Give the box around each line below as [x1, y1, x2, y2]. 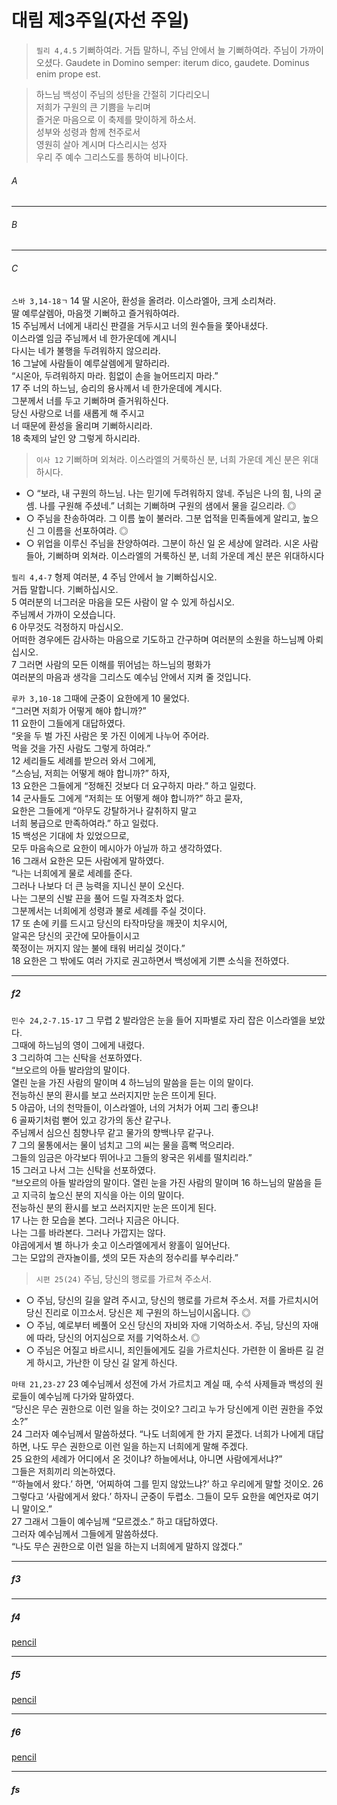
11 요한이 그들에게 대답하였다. [11, 717, 126, 729]
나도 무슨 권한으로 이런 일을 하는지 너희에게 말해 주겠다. [32, 1440, 249, 1452]
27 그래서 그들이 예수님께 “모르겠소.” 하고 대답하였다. [11, 1515, 219, 1527]
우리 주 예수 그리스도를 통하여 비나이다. [35, 151, 189, 163]
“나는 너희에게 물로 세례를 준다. [11, 867, 133, 879]
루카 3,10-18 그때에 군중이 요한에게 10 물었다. [11, 692, 190, 704]
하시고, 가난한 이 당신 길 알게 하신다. [36, 1356, 178, 1368]
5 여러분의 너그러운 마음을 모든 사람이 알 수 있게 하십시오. [11, 596, 235, 608]
